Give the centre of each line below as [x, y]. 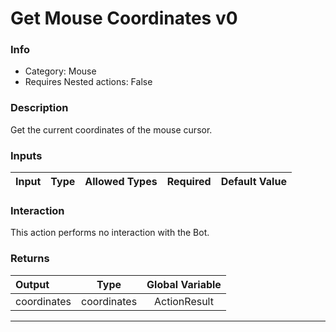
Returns [30, 259]
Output [32, 284]
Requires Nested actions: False [88, 82]
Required [189, 182]
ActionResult [183, 301]
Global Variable [184, 284]
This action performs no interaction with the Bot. [110, 233]
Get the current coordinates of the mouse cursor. [111, 129]
